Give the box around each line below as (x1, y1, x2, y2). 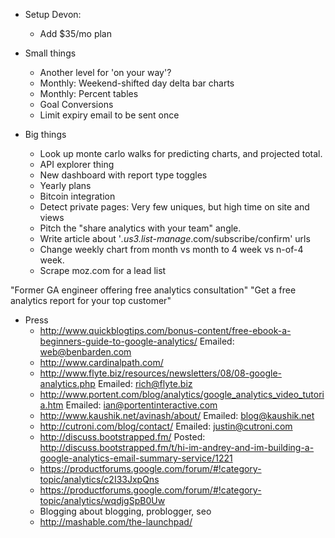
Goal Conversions (39, 99, 114, 110)
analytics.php (39, 378, 96, 389)
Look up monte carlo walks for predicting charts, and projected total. (39, 148, 323, 159)
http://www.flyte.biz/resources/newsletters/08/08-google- (39, 367, 282, 379)
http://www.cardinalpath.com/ (39, 357, 164, 368)
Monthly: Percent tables (39, 88, 139, 99)
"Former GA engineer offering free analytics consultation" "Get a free (10, 284, 297, 296)
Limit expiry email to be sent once (39, 109, 180, 121)
